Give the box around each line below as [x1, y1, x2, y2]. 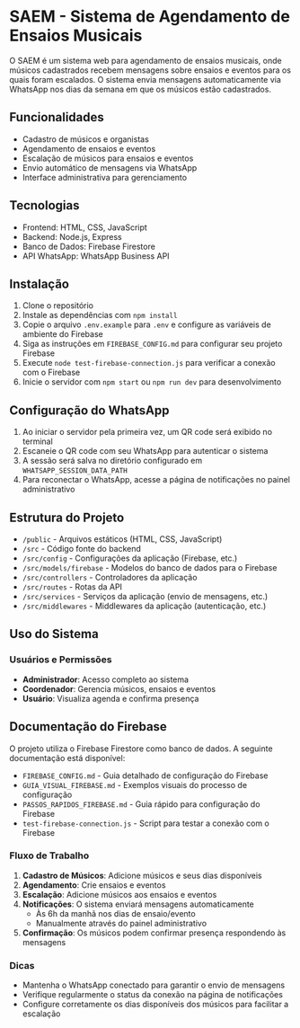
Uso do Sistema [9, 626, 99, 642]
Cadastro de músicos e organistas [22, 133, 150, 145]
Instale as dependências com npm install [22, 310, 178, 321]
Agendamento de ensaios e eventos [22, 143, 156, 154]
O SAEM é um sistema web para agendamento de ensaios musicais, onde [9, 55, 282, 66]
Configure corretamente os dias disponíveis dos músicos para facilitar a [22, 999, 289, 1010]
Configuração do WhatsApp [9, 403, 170, 418]
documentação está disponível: [9, 752, 126, 763]
